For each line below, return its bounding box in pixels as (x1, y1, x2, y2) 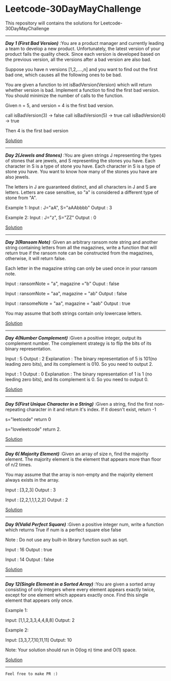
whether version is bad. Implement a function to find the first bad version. (5, 87, 160, 93)
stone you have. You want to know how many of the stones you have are (5, 168, 158, 174)
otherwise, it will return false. (5, 255, 66, 261)
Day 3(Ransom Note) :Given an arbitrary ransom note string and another (5, 239, 158, 245)
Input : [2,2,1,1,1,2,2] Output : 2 (5, 497, 68, 503)
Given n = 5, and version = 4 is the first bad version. (5, 102, 115, 108)
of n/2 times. (5, 461, 32, 467)
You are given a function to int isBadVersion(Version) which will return (5, 81, 152, 87)
